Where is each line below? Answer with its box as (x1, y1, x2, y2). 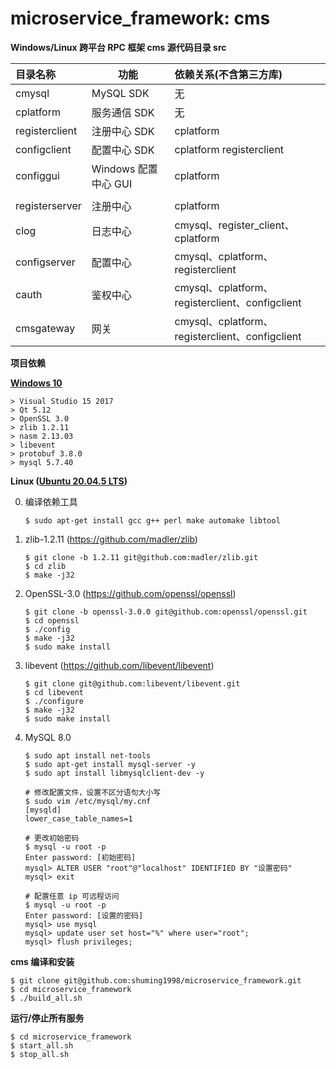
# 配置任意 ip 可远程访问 (24, 891, 120, 901)
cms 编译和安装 (10, 955, 75, 967)
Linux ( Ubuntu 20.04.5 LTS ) (10, 475, 128, 487)
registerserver (15, 198, 82, 212)
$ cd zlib (24, 561, 67, 571)
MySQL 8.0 (24, 731, 72, 743)
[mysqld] (24, 805, 62, 815)
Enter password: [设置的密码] (24, 910, 144, 921)
